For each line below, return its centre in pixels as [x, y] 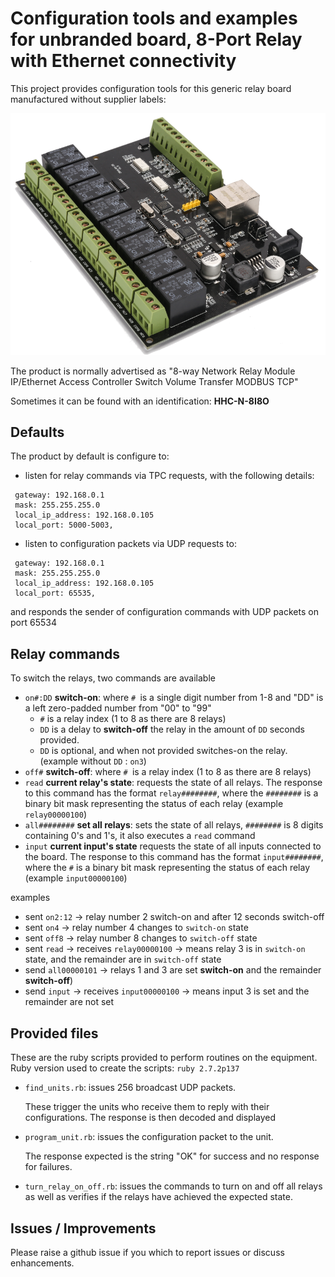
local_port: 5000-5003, [64, 525]
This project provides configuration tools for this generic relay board [151, 88]
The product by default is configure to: [90, 456]
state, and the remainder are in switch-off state [123, 959]
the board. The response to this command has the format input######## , [174, 857]
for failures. [48, 1167]
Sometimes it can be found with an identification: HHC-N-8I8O [140, 401]
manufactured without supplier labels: [88, 99]
